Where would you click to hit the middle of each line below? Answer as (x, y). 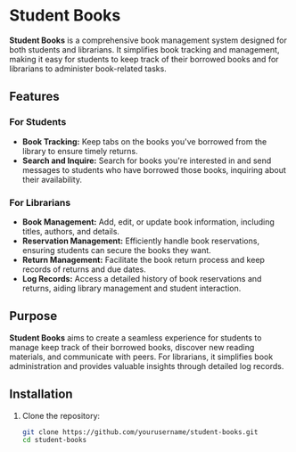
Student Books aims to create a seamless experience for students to (136, 337)
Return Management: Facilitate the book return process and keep (144, 259)
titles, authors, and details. (71, 231)
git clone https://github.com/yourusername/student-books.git (140, 432)
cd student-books (54, 440)
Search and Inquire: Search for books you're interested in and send (147, 160)
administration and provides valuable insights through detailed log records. (147, 366)
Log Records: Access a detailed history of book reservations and (142, 278)
